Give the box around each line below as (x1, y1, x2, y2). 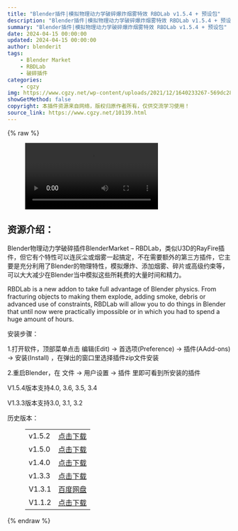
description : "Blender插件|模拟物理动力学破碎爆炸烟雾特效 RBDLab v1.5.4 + (7, 17, 218, 24)
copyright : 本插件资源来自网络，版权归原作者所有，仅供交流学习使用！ (7, 103, 190, 110)
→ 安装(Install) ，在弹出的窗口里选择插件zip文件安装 (7, 353, 159, 362)
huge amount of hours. (7, 315, 74, 323)
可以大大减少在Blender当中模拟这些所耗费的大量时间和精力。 (7, 270, 186, 279)
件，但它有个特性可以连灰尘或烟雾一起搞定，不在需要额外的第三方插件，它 (7, 252, 225, 261)
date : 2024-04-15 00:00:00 (7, 30, 87, 38)
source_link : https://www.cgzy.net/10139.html (7, 109, 147, 116)
